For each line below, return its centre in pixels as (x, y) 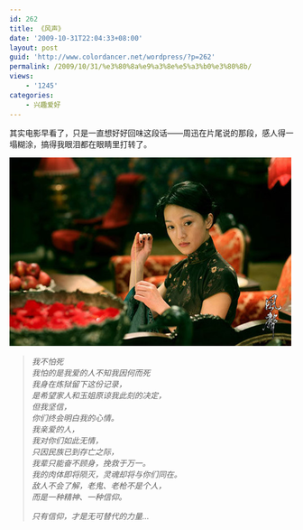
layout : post (34, 48)
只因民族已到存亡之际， (75, 451)
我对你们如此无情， (67, 440)
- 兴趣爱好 (43, 105)
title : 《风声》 (37, 28)
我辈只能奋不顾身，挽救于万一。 (91, 463)
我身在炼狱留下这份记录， (79, 384)
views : (22, 77)
